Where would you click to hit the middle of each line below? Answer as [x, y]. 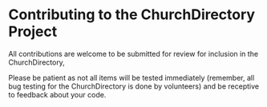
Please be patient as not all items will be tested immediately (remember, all [131, 77]
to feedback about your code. [57, 94]
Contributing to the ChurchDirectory [131, 15]
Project [33, 32]
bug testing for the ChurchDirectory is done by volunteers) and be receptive [133, 86]
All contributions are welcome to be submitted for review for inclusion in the [133, 53]
